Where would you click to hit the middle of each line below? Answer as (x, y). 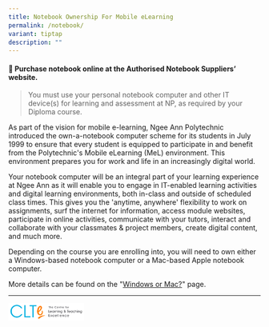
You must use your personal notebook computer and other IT (128, 95)
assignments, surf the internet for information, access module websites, (127, 211)
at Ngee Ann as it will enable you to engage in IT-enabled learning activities (133, 185)
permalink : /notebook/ (46, 25)
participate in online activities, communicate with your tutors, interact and (129, 219)
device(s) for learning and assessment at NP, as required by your (135, 103)
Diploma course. (55, 112)
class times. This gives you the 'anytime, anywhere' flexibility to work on (128, 202)
